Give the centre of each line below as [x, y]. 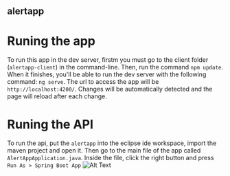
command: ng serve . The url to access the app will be [83, 82]
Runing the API [50, 124]
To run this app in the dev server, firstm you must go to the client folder [108, 60]
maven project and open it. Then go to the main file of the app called [104, 151]
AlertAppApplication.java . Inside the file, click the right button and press [111, 158]
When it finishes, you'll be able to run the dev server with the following [107, 74]
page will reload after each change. [57, 96]
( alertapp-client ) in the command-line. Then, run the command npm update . [115, 67]
